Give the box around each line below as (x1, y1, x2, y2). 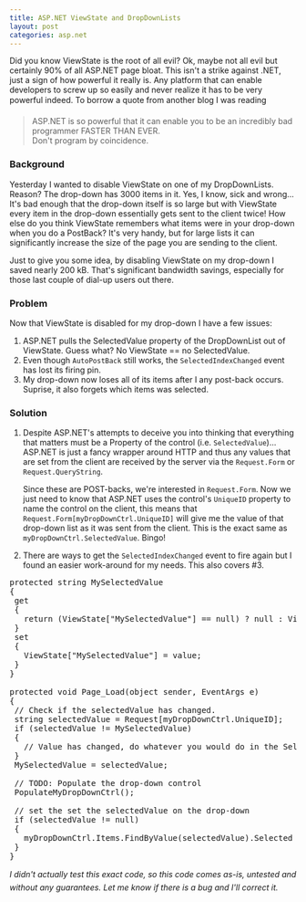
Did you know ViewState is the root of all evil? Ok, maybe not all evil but (9, 56, 278, 67)
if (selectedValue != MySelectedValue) (14, 723, 193, 734)
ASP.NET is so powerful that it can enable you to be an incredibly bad (31, 116, 293, 127)
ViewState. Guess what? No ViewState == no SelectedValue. (22, 344, 250, 356)
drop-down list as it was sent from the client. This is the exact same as (22, 522, 288, 534)
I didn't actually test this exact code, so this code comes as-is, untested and (9, 869, 297, 880)
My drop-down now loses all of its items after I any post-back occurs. (22, 373, 284, 384)
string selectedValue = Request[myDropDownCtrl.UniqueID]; (14, 714, 284, 725)
